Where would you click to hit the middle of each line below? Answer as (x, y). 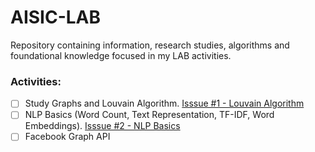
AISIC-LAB (56, 17)
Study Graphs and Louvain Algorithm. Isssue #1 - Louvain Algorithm (164, 103)
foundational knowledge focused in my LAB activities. (121, 55)
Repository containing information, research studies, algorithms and (150, 45)
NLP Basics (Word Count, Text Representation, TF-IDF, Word (149, 115)
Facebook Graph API (67, 137)
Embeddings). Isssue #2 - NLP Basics (102, 126)
